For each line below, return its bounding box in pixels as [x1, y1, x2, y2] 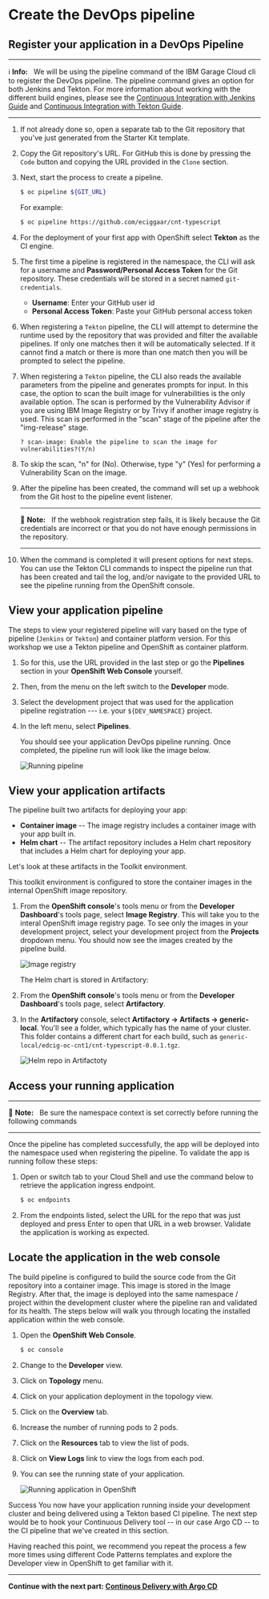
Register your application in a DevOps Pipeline [8, 38, 244, 51]
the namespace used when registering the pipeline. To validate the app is [8, 1148, 251, 1158]
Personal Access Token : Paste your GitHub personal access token [31, 306, 253, 316]
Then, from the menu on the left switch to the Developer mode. [19, 682, 230, 691]
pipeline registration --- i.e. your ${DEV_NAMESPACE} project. [19, 706, 213, 715]
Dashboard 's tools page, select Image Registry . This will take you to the [19, 910, 260, 920]
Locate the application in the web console [8, 1251, 221, 1265]
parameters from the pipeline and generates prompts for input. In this [19, 379, 249, 390]
